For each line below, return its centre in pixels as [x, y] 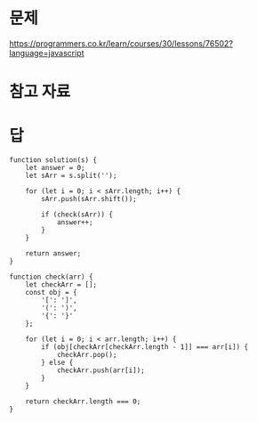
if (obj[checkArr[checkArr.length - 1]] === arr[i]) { [145, 347]
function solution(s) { [53, 160]
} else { [57, 363]
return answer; [53, 254]
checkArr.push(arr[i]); [100, 370]
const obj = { [51, 293]
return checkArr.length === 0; [83, 402]
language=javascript [47, 53]
